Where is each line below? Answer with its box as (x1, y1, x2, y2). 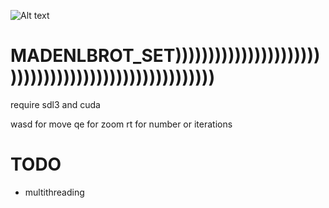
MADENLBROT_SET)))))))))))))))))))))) (10, 45, 321, 67)
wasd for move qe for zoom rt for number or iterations (10, 118, 233, 130)
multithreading (24, 186, 85, 198)
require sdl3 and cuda (10, 98, 101, 110)
